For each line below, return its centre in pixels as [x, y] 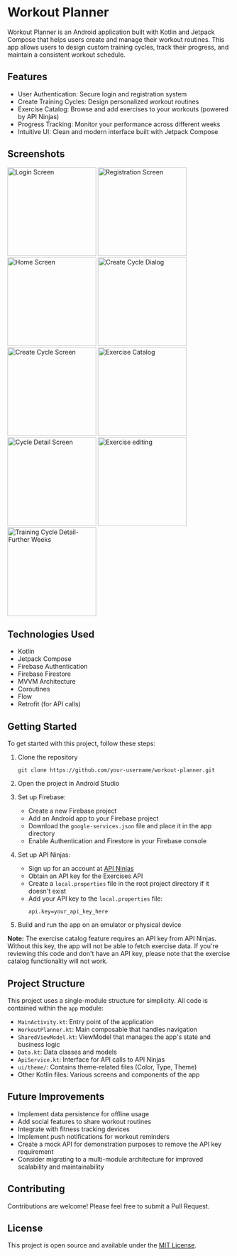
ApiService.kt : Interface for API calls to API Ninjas [91, 1060]
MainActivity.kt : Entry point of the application [86, 1022]
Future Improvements [56, 1097]
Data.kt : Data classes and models [67, 1052]
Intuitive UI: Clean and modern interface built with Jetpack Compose [118, 131]
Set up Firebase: [42, 797]
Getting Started [42, 727]
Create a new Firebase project [72, 811]
